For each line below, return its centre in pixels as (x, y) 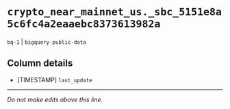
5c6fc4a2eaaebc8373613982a (84, 24)
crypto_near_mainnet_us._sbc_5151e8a (115, 12)
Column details (40, 63)
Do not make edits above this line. (55, 99)
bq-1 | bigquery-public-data (47, 41)
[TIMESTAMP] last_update (54, 80)
